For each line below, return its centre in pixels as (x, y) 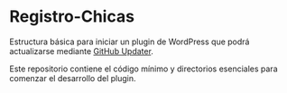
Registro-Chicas (72, 17)
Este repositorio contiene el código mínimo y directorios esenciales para (143, 69)
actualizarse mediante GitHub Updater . (81, 51)
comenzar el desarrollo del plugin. (73, 78)
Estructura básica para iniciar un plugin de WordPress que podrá (130, 42)
